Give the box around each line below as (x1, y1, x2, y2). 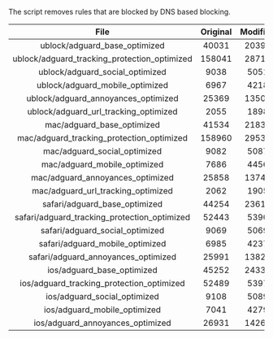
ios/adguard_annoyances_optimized (33, 317, 172, 328)
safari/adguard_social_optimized (40, 225, 165, 236)
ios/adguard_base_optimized (47, 264, 158, 276)
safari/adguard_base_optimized (41, 198, 163, 210)
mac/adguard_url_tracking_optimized (32, 185, 173, 196)
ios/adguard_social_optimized (45, 291, 160, 302)
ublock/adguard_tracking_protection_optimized (12, 53, 193, 64)
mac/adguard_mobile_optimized (41, 159, 164, 170)
